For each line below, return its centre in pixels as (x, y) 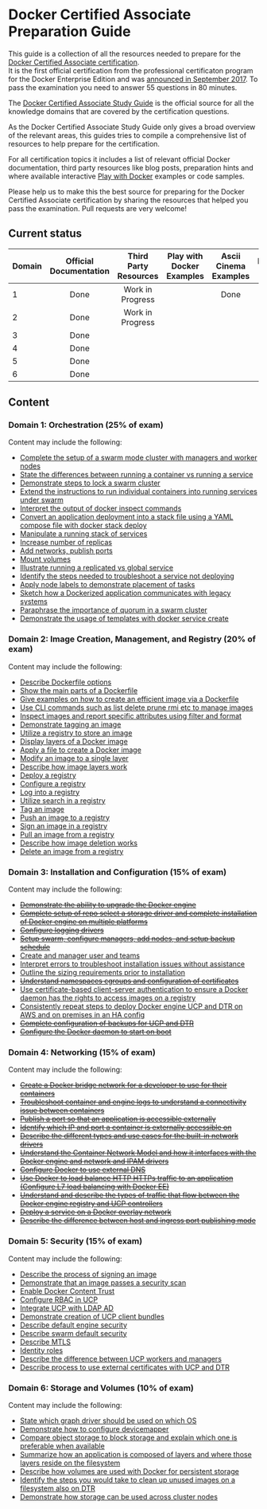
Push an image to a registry (64, 817)
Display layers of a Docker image (74, 741)
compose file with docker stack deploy (83, 525)
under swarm (41, 500)
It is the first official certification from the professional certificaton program (131, 70)
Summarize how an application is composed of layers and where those (135, 1454)
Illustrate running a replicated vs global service (96, 568)
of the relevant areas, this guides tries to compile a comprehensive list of (128, 135)
